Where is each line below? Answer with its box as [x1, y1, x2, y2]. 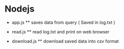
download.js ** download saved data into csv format [11, 38, 119, 44]
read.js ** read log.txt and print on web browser [11, 29, 110, 34]
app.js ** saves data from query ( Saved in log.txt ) [11, 19, 116, 25]
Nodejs [4, 3, 35, 15]
